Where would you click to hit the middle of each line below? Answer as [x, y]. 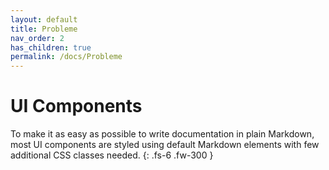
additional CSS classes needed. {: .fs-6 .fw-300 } [112, 155]
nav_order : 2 [37, 38]
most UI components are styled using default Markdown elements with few [165, 145]
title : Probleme [44, 29]
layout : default [44, 19]
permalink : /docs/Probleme [66, 57]
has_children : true [51, 47]
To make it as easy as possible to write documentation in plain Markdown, [162, 134]
